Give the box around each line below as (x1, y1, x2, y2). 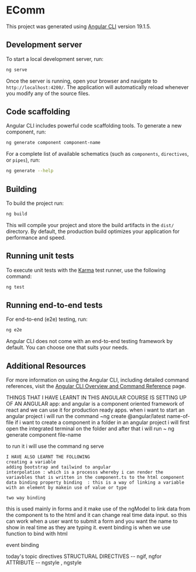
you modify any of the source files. (6, 90, 90, 97)
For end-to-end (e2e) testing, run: (6, 316, 88, 323)
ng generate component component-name (6, 140, 101, 146)
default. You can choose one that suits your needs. (6, 344, 129, 351)
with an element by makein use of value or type (6, 485, 127, 491)
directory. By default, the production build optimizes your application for (6, 228, 180, 235)
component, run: (6, 128, 46, 135)
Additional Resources (6, 361, 86, 371)
